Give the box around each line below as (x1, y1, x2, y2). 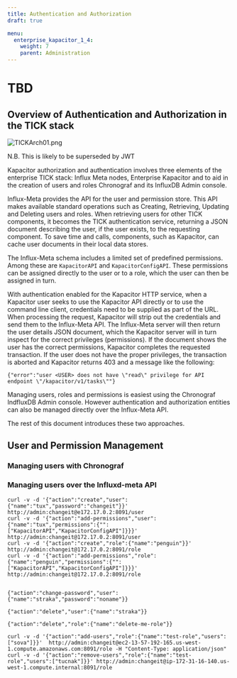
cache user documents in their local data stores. (7, 240, 149, 248)
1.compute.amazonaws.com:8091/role (7, 645, 113, 652)
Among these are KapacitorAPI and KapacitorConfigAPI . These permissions (7, 261, 228, 270)
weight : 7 (20, 43, 50, 50)
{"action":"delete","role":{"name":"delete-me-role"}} (7, 620, 173, 628)
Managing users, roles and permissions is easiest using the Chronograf (7, 390, 216, 398)
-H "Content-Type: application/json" (115, 645, 227, 652)
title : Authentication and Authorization (7, 10, 132, 18)
